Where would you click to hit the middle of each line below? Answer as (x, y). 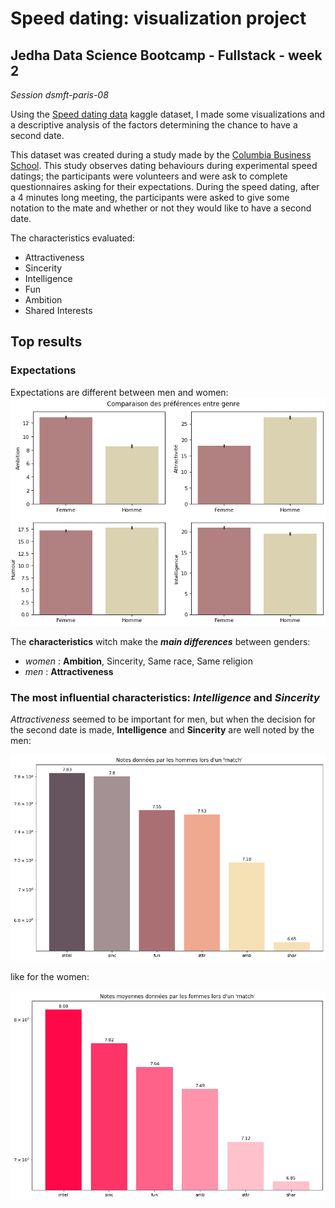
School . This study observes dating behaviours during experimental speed (164, 165)
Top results (46, 342)
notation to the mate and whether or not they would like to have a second (161, 208)
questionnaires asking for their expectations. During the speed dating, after (165, 186)
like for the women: (50, 977)
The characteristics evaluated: (73, 238)
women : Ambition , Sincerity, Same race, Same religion (138, 661)
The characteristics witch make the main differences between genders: (160, 642)
